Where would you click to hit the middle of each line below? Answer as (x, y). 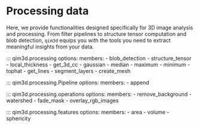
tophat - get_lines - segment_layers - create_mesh (68, 71)
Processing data (48, 11)
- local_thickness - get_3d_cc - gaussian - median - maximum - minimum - (98, 65)
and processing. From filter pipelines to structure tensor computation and (96, 33)
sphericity (19, 118)
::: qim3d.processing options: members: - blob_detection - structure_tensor (99, 58)
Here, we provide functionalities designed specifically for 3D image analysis (99, 28)
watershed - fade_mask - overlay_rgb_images (62, 100)
